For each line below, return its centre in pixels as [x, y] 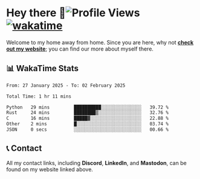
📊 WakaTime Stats [43, 68]
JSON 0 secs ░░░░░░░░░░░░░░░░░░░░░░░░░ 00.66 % [88, 130]
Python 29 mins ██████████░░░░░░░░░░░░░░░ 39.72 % [88, 107]
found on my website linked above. [50, 169]
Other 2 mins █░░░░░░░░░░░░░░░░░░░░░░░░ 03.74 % [88, 124]
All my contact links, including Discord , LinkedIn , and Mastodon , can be [97, 163]
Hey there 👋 [36, 13]
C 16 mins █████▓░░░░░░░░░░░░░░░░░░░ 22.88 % [88, 118]
